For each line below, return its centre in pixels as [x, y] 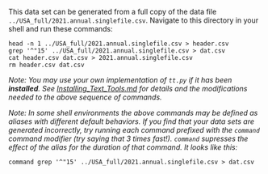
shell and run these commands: [61, 29]
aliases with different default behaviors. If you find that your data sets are [132, 121]
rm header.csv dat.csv [46, 65]
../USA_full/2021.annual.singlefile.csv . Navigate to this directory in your [134, 20]
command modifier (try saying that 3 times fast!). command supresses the [128, 138]
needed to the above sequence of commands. [86, 97]
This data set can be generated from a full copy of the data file [113, 12]
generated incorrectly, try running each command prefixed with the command [134, 130]
